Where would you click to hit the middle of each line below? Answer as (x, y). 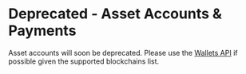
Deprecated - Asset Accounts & (115, 14)
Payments (42, 31)
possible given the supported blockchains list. (84, 61)
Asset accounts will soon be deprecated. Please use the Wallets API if (123, 53)
